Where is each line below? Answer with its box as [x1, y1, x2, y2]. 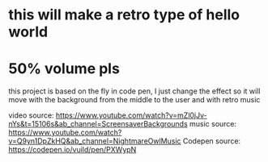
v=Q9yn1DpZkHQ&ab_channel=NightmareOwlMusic [8, 136, 181, 146]
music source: [189, 119, 237, 129]
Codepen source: [182, 136, 241, 146]
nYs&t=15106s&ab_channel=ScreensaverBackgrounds [8, 119, 188, 129]
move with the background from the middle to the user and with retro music [8, 95, 261, 105]
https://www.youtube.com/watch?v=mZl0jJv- [55, 110, 208, 120]
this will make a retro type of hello [8, 6, 240, 24]
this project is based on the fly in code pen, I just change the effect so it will [8, 86, 261, 96]
